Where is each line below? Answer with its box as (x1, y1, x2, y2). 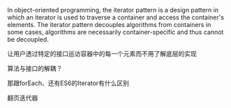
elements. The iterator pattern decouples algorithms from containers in (7, 21, 211, 28)
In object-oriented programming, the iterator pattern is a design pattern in (7, 6, 218, 14)
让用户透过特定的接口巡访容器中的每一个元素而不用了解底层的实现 (7, 50, 197, 57)
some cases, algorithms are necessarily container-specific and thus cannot (7, 28, 224, 36)
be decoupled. (7, 35, 49, 44)
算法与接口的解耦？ (7, 64, 63, 72)
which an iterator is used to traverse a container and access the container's (7, 13, 225, 21)
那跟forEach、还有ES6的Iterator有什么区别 (7, 79, 130, 87)
